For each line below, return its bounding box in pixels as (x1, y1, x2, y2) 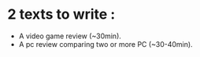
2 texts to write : (7, 5, 116, 23)
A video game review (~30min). (18, 31, 121, 41)
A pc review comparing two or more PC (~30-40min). (18, 39, 194, 48)
